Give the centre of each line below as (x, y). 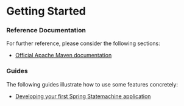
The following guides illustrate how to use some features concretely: (92, 84)
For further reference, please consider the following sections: (83, 43)
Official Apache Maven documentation (63, 55)
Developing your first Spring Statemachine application (83, 96)
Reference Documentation (46, 30)
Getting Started (46, 11)
